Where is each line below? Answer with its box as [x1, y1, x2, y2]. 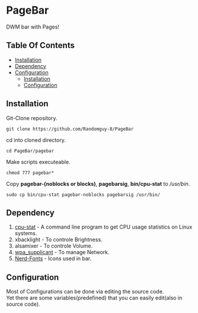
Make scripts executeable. [6, 158, 71, 165]
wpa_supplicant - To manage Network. [14, 249, 110, 256]
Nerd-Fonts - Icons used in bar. [14, 255, 92, 262]
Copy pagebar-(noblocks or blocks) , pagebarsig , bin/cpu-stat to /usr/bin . [6, 180, 190, 187]
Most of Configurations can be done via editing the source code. [6, 288, 164, 295]
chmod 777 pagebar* [6, 170, 55, 176]
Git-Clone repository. [6, 114, 58, 122]
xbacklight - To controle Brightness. [14, 236, 103, 244]
